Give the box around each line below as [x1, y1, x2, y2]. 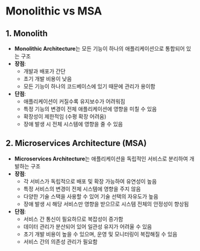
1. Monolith [5, 28, 48, 39]
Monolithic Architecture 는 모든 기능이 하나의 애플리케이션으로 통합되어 [14, 45, 185, 52]
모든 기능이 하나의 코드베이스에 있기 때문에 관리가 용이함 [23, 83, 156, 90]
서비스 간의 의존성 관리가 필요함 [23, 238, 98, 245]
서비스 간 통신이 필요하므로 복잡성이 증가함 [23, 215, 124, 223]
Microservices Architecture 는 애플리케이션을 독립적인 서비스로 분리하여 [14, 155, 188, 162]
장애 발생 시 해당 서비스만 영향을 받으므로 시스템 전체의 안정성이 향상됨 [23, 200, 189, 208]
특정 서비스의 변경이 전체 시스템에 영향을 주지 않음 [23, 185, 141, 192]
